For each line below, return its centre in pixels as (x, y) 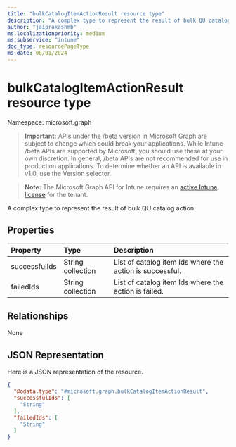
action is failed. (138, 291)
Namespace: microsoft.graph (50, 122)
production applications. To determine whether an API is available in (123, 165)
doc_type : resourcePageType (48, 46)
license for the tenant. (56, 194)
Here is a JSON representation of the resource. (76, 372)
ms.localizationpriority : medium (56, 33)
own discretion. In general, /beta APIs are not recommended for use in (126, 158)
